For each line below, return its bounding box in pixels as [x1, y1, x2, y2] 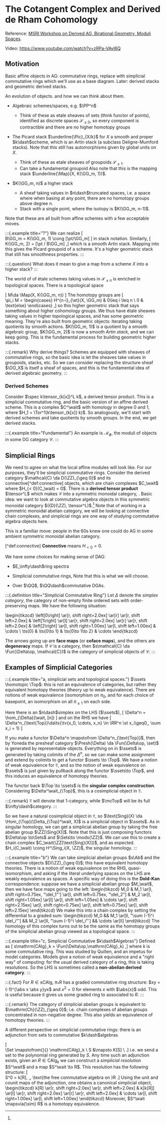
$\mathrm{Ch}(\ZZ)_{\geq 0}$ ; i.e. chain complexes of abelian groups [5, 1006, 148, 1013]
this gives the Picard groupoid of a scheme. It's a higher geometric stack [5, 246, 153, 252]
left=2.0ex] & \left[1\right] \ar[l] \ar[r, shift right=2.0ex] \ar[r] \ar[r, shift [5, 617, 147, 623]
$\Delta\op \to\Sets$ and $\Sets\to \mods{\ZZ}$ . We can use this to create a [5, 834, 161, 840]
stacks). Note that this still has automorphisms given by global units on [12, 144, 157, 150]
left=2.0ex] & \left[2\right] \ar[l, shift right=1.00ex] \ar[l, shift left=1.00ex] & [5, 623, 157, 629]
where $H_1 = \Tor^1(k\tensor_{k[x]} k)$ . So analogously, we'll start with [5, 409, 151, 415]
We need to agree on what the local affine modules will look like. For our [5, 464, 152, 470]
